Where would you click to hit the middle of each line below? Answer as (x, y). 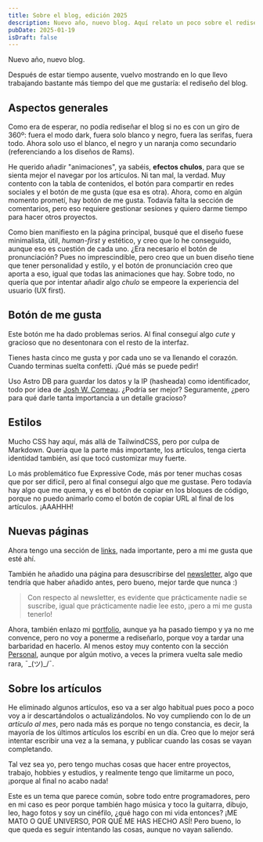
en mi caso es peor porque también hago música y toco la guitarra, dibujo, (128, 804)
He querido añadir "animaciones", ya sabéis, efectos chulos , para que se (126, 167)
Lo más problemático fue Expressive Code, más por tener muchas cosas (125, 473)
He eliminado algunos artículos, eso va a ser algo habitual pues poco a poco (131, 708)
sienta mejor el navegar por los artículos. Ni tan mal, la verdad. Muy (117, 175)
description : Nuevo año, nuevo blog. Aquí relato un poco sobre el (121, 23)
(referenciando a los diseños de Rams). (71, 152)
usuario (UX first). (37, 290)
